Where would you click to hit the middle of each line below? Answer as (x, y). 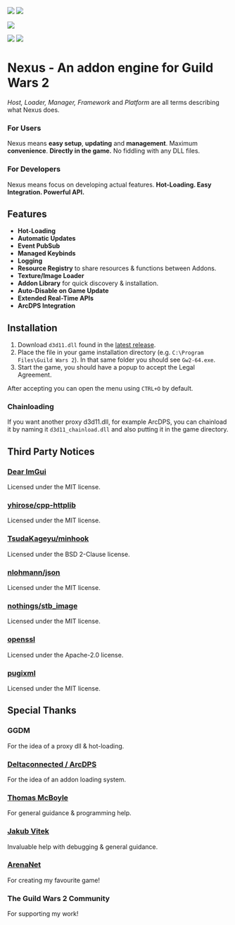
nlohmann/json (34, 572)
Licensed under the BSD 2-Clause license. (69, 554)
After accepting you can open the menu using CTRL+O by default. (100, 389)
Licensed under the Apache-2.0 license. (65, 655)
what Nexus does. (33, 110)
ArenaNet (24, 864)
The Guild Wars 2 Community (59, 898)
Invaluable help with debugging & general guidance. (83, 847)
